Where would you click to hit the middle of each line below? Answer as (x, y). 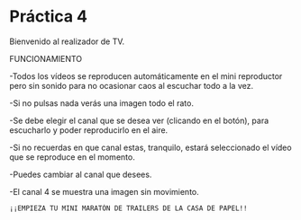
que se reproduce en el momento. (72, 157)
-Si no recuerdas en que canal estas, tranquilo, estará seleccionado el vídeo (150, 147)
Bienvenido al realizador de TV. (67, 41)
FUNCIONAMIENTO (46, 58)
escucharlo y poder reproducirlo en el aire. (89, 130)
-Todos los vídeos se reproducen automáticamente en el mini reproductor (146, 76)
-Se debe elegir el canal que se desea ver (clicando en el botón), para (139, 120)
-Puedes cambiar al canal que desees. (81, 174)
